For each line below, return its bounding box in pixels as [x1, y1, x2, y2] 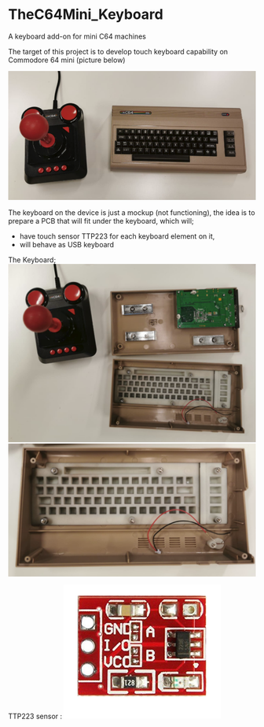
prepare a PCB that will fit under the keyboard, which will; [8, 217, 194, 226]
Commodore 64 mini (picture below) [8, 55, 126, 65]
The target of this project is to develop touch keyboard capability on [8, 46, 229, 56]
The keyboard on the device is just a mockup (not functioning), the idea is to [8, 208, 255, 217]
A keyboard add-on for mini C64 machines [8, 32, 147, 41]
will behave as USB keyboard [19, 240, 115, 250]
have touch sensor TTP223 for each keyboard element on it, [19, 232, 215, 241]
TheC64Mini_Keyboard [8, 6, 163, 24]
